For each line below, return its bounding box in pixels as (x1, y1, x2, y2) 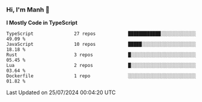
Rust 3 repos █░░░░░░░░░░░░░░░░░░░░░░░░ (6, 52, 197, 58)
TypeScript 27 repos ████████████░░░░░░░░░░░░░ (6, 31, 197, 37)
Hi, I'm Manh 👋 (6, 5, 50, 14)
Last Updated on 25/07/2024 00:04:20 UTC (6, 89, 116, 96)
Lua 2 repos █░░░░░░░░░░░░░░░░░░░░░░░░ (6, 63, 197, 69)
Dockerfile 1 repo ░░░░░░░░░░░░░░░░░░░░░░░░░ (6, 73, 197, 79)
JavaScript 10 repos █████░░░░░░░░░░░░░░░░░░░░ (6, 42, 197, 48)
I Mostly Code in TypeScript (6, 19, 77, 27)
